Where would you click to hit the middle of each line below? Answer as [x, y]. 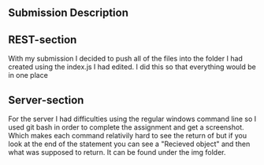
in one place [28, 75]
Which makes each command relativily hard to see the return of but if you [128, 136]
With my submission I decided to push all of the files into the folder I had [125, 59]
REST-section [43, 40]
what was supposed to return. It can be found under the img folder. [117, 152]
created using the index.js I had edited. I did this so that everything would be [132, 67]
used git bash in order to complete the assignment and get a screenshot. [126, 127]
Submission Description [68, 13]
